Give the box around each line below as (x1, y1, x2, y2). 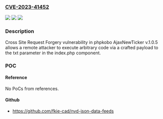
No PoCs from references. (5, 86, 59, 92)
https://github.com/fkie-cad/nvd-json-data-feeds (12, 108, 114, 114)
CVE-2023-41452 (5, 3, 49, 10)
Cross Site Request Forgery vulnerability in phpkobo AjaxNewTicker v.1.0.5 (5, 39, 158, 45)
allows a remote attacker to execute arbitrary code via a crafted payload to (5, 44, 159, 50)
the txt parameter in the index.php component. (5, 50, 101, 56)
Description (5, 28, 34, 35)
